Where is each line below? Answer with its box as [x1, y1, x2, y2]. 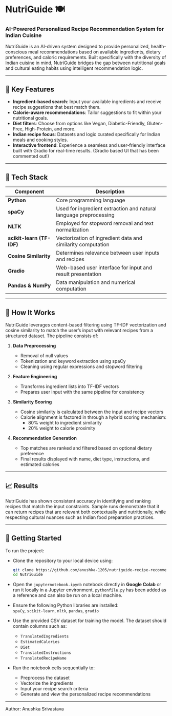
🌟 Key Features [5, 85, 55, 93]
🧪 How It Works [5, 308, 55, 317]
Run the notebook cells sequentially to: [12, 665, 95, 671]
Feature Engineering [12, 373, 57, 379]
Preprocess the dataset [20, 675, 70, 681]
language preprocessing [56, 211, 115, 219]
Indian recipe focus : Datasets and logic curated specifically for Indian [12, 131, 160, 138]
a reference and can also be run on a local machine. [12, 592, 123, 598]
